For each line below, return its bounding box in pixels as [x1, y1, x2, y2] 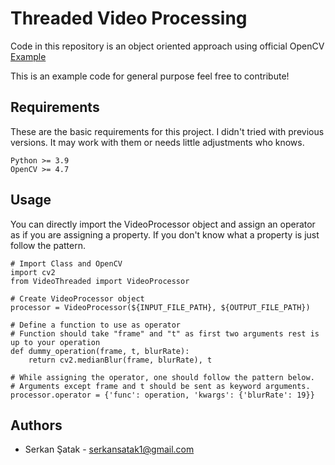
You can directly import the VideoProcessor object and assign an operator [10, 218, 316, 230]
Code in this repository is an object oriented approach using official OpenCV [10, 40, 325, 52]
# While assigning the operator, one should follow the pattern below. [10, 372, 315, 382]
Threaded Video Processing [10, 7, 248, 30]
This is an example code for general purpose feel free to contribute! [10, 70, 290, 82]
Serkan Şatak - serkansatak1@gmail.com [24, 443, 195, 456]
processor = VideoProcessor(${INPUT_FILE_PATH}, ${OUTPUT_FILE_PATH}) [10, 302, 311, 312]
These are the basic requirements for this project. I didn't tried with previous [10, 125, 325, 137]
